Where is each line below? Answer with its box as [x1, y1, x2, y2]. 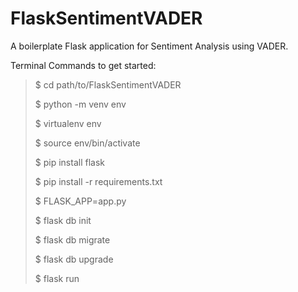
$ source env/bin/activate [34, 137, 141, 149]
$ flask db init [34, 214, 92, 226]
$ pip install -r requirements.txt [34, 175, 163, 187]
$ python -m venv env [34, 98, 127, 110]
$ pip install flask [34, 156, 105, 168]
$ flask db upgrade [34, 253, 114, 265]
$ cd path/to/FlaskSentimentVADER [34, 78, 182, 91]
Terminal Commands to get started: [10, 59, 157, 71]
